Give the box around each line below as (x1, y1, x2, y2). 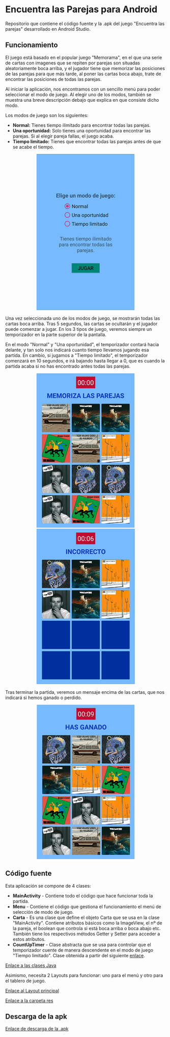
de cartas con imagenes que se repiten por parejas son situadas (5, 60, 140, 66)
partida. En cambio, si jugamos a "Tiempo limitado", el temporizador (5, 352, 148, 358)
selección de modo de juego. (12, 909, 74, 915)
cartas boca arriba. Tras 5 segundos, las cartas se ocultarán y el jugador (5, 321, 158, 327)
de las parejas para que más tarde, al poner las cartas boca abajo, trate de (5, 71, 161, 77)
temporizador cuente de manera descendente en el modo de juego (12, 947, 154, 953)
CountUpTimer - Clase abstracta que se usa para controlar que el (12, 941, 151, 948)
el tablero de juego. (5, 978, 46, 984)
